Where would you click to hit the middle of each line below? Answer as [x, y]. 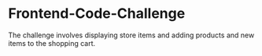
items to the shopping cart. [52, 43]
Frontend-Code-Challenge [97, 14]
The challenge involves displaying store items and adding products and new [131, 35]
